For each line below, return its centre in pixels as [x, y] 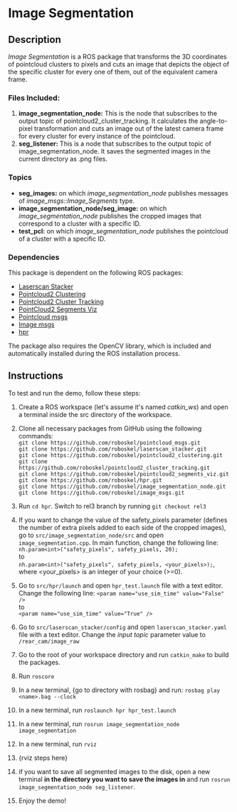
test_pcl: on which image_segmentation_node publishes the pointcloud [123, 231]
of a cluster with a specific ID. [62, 239]
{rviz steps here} [43, 758]
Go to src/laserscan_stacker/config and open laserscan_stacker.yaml [122, 627]
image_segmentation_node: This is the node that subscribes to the [118, 114]
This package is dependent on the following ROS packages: [96, 272]
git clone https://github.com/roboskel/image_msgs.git [101, 493]
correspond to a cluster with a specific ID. [80, 224]
